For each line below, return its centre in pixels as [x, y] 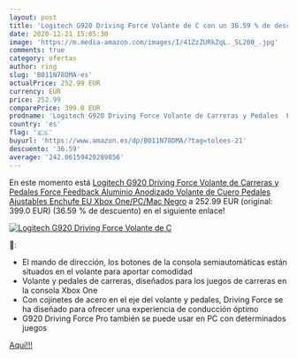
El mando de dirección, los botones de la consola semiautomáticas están [154, 262]
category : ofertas [43, 58]
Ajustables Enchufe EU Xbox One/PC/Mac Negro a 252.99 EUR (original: [141, 201]
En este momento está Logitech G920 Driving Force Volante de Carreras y [144, 182]
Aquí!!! [21, 345]
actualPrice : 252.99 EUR [55, 83]
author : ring [33, 67]
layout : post [33, 17]
